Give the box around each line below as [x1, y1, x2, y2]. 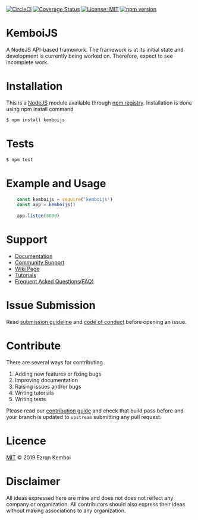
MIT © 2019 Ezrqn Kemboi [6, 453, 71, 461]
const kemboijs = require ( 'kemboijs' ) [17, 196, 113, 202]
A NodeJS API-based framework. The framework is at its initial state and [6, 46, 184, 53]
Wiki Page [14, 265, 40, 272]
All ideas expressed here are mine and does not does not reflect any [6, 494, 174, 502]
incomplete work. [6, 58, 49, 65]
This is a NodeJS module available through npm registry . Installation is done [6, 99, 192, 106]
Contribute [6, 339, 61, 353]
